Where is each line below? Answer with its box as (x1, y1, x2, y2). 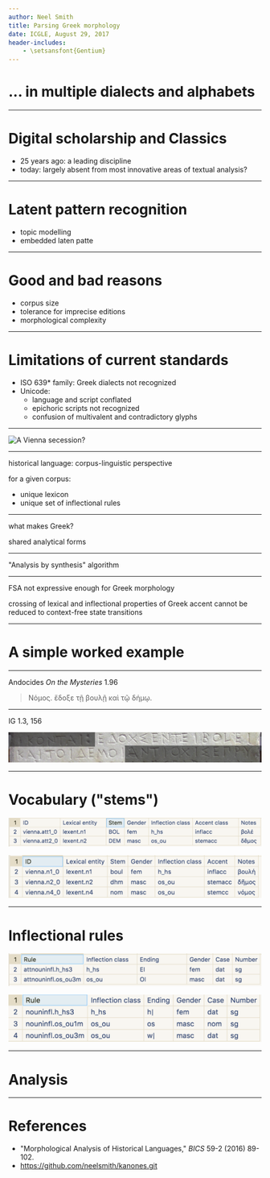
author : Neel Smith (8, 13, 74, 21)
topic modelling (19, 226, 72, 237)
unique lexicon (19, 489, 69, 499)
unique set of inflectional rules (19, 498, 121, 508)
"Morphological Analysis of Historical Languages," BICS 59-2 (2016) (19, 1144, 246, 1154)
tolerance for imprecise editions (19, 306, 126, 316)
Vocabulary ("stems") (8, 790, 159, 809)
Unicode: (19, 386, 51, 396)
